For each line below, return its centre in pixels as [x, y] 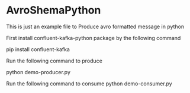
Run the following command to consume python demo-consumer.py [89, 84]
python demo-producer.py [38, 72]
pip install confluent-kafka [38, 49]
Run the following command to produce [54, 61]
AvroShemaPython [54, 10]
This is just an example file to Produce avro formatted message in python [95, 26]
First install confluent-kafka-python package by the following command [94, 38]
